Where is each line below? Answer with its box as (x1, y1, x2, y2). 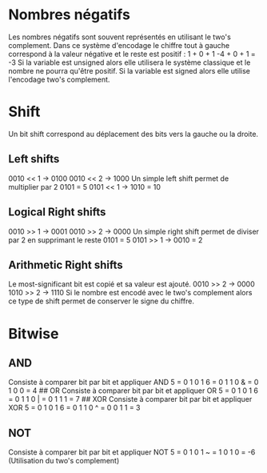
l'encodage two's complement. (8, 74, 110, 84)
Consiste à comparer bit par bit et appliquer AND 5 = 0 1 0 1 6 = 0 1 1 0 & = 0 (8, 378, 259, 387)
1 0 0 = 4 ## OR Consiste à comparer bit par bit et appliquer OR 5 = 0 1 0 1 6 (8, 386, 258, 395)
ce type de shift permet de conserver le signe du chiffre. (8, 296, 194, 306)
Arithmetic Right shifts (8, 258, 124, 271)
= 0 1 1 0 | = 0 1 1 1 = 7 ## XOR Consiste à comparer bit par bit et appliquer (8, 395, 253, 404)
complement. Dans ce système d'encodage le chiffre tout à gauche (8, 40, 230, 50)
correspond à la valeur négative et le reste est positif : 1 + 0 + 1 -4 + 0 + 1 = (8, 49, 256, 58)
